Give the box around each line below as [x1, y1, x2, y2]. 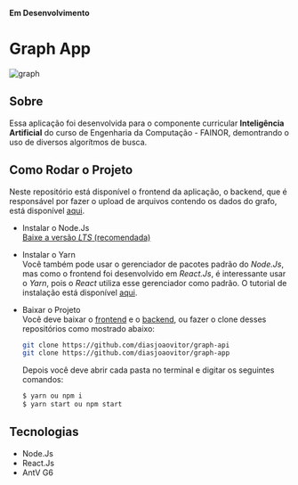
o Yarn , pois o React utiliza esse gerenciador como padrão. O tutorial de [21, 277, 287, 288]
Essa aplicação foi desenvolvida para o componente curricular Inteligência [9, 118, 285, 128]
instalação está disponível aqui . [21, 287, 138, 298]
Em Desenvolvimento [9, 8, 90, 18]
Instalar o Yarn [21, 249, 76, 259]
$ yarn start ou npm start [21, 400, 123, 409]
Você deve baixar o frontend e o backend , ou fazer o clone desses [21, 314, 267, 325]
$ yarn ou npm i [21, 391, 83, 400]
